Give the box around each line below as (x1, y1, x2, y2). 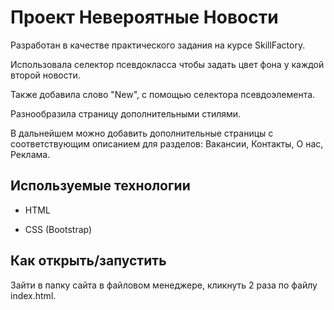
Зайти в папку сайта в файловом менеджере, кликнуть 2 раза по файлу (10, 279, 318, 291)
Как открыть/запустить (10, 252, 167, 270)
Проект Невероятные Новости (10, 6, 279, 29)
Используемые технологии (10, 177, 191, 195)
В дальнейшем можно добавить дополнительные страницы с (10, 127, 274, 139)
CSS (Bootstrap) (24, 223, 93, 235)
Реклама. (10, 148, 51, 160)
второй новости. (10, 69, 81, 81)
